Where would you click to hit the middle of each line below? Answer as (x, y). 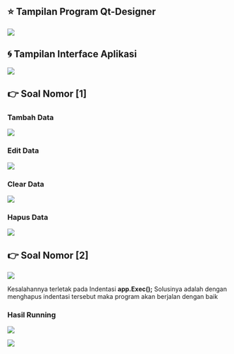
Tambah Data (31, 117)
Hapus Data (28, 217)
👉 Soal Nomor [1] (47, 94)
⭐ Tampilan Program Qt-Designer (82, 12)
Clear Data (26, 184)
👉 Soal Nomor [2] (48, 255)
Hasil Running (32, 314)
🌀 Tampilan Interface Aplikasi (72, 54)
